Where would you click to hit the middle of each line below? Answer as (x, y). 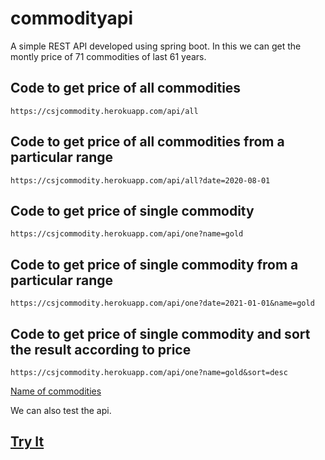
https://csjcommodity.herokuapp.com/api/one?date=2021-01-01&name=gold (162, 303)
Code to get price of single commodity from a (154, 264)
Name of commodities (56, 391)
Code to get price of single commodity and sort (160, 333)
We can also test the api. (61, 410)
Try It (27, 442)
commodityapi (72, 18)
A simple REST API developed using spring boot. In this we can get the (156, 46)
